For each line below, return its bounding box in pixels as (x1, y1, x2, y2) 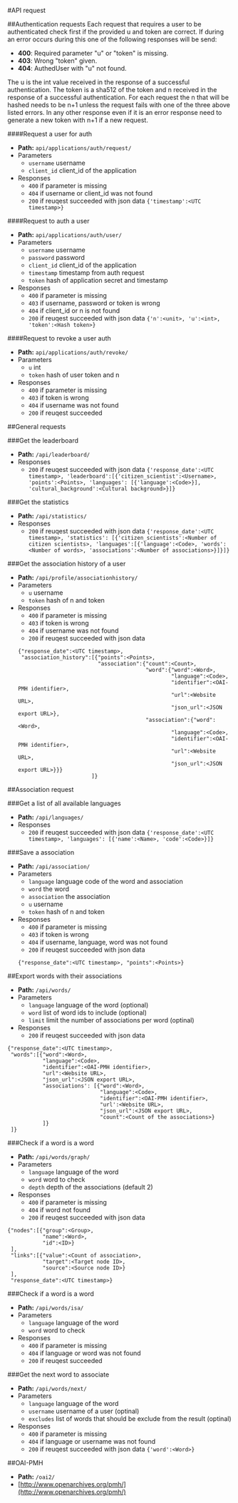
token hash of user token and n (28, 371, 120, 379)
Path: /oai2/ (17, 1472, 56, 1481)
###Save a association (7, 848, 75, 856)
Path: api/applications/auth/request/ (17, 144, 132, 152)
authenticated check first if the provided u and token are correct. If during (7, 28, 224, 36)
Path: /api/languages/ (17, 813, 84, 821)
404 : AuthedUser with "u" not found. (17, 64, 127, 72)
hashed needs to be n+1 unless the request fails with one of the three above (7, 101, 230, 109)
